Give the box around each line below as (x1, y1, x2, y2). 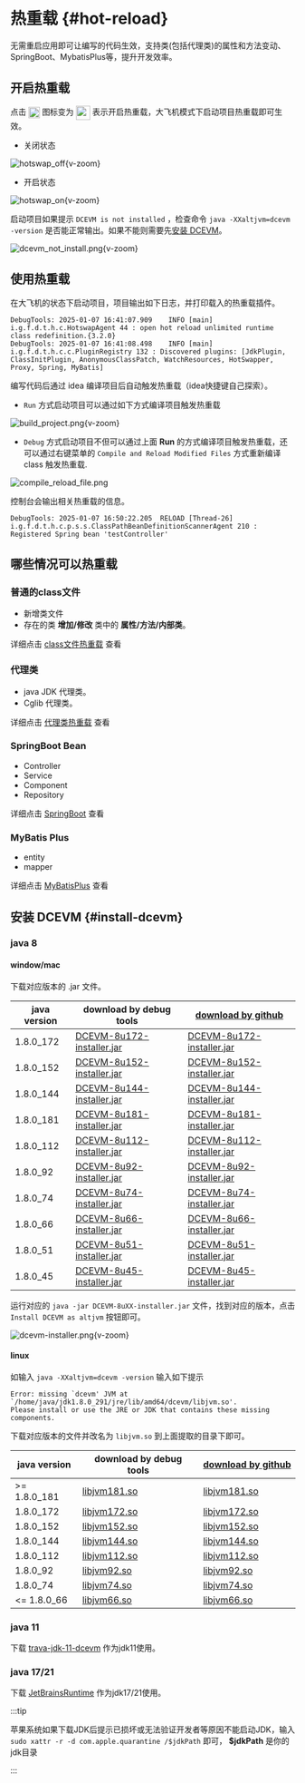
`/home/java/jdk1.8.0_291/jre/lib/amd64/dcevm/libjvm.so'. (10, 1398, 238, 1407)
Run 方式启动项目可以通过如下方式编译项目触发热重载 (23, 399, 221, 410)
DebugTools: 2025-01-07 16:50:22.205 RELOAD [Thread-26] (10, 513, 234, 522)
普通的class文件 (10, 586, 81, 599)
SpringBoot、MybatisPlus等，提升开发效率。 (10, 51, 177, 62)
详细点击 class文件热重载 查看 (10, 638, 121, 649)
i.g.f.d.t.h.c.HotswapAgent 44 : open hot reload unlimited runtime (10, 323, 274, 332)
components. (10, 1413, 55, 1422)
